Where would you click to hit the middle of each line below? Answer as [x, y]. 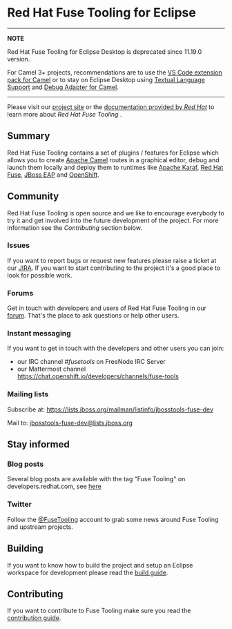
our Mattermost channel [51, 369]
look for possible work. [40, 275]
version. [19, 59]
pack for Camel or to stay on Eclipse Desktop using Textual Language [106, 79]
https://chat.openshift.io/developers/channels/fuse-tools [98, 376]
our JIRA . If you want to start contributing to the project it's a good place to [114, 268]
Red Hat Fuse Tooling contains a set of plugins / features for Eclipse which [113, 153]
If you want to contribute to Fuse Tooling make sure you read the [99, 611]
